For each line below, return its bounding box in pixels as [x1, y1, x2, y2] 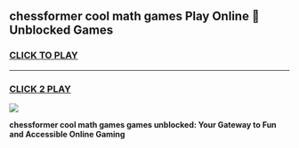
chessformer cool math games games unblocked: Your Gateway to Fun [9, 119, 278, 129]
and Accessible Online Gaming [9, 129, 125, 139]
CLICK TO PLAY [9, 50, 78, 62]
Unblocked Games [9, 23, 114, 38]
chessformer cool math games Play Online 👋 [9, 9, 260, 24]
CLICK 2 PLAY [9, 82, 71, 95]
